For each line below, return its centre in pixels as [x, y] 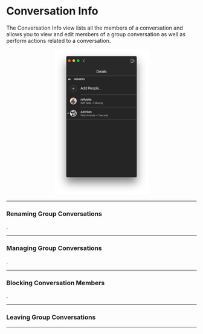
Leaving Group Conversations [51, 317]
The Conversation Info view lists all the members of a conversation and [95, 28]
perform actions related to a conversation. [59, 40]
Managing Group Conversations [54, 248]
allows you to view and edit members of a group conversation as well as [96, 34]
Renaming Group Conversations [54, 214]
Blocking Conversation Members [56, 283]
